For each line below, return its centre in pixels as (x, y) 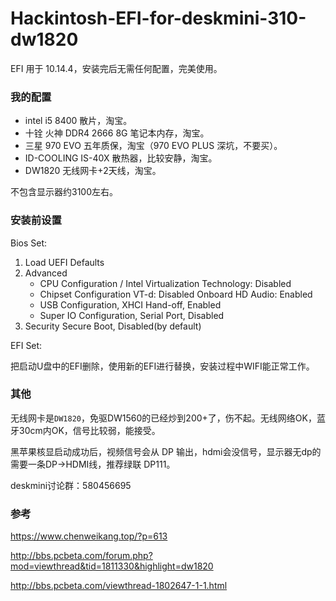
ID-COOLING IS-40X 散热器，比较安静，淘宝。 (121, 158)
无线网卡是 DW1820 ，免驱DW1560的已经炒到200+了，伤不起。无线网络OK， (163, 418)
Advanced (46, 273)
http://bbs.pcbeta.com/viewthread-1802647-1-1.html (119, 586)
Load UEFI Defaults (64, 262)
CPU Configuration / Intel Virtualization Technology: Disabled (165, 283)
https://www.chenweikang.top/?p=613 (89, 536)
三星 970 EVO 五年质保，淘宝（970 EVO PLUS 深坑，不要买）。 (153, 146)
